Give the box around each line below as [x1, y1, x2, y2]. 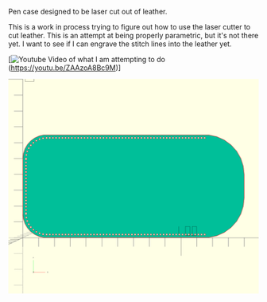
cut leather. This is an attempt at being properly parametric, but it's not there [8, 31, 259, 40]
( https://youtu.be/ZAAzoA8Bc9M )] [8, 63, 122, 73]
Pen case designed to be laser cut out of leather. [8, 7, 168, 16]
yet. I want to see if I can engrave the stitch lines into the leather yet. [8, 39, 232, 49]
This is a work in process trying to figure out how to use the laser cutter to [8, 22, 251, 31]
